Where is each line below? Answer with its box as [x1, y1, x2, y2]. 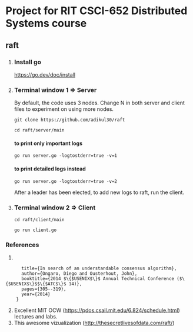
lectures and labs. [14, 313, 58, 320]
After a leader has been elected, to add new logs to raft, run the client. [14, 189, 185, 196]
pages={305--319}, [21, 286, 66, 292]
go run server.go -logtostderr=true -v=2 [14, 178, 117, 184]
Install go [14, 58, 42, 66]
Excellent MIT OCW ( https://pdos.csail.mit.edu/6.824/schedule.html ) [14, 307, 180, 314]
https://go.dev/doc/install [14, 71, 76, 78]
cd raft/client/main [14, 216, 65, 222]
